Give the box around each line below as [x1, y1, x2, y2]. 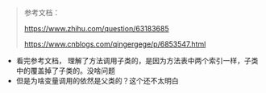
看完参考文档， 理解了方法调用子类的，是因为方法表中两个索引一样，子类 [15, 56, 259, 65]
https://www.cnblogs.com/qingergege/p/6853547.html [23, 39, 206, 49]
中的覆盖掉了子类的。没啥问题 [15, 66, 115, 75]
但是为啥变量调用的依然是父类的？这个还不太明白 [15, 76, 179, 85]
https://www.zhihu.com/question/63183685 [23, 24, 169, 33]
